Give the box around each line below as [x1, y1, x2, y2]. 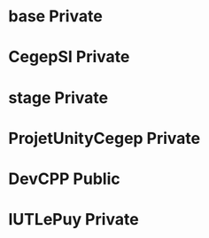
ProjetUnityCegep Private [8, 128, 201, 148]
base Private [8, 6, 103, 27]
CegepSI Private [8, 47, 130, 67]
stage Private [8, 87, 109, 107]
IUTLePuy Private [8, 210, 139, 230]
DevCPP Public [8, 169, 120, 188]
